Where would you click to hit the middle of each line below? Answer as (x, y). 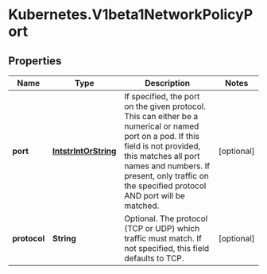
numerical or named (162, 126)
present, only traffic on (166, 176)
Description (168, 83)
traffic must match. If (163, 238)
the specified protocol (165, 186)
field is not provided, (163, 146)
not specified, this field (167, 248)
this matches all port (162, 156)
